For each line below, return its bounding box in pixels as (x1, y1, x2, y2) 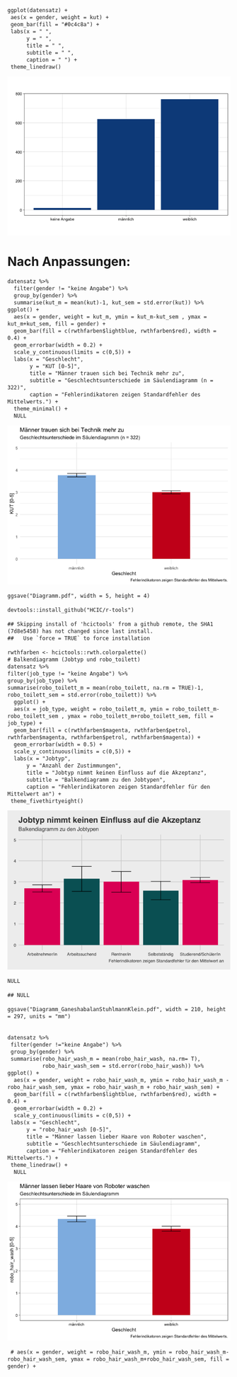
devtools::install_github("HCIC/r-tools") (7, 606, 134, 613)
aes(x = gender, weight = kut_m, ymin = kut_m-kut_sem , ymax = (13, 313, 207, 321)
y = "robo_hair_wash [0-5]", (25, 1126, 112, 1133)
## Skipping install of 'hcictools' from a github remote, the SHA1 (7, 621, 214, 628)
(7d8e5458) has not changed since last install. (7, 628, 154, 635)
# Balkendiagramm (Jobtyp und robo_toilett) (7, 656, 141, 663)
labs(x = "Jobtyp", (13, 755, 71, 762)
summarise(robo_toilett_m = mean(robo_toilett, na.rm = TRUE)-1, (7, 684, 204, 691)
